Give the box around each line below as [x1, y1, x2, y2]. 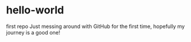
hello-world [6, 3, 65, 17]
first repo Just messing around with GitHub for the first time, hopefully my [6, 23, 185, 30]
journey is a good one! [6, 29, 61, 36]
